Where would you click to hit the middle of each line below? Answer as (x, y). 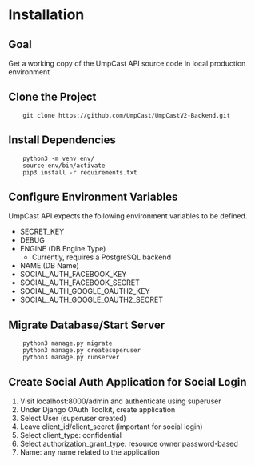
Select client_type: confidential (71, 435)
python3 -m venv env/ (58, 158)
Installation (46, 15)
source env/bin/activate (64, 166)
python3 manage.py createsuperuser (82, 351)
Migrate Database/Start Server (87, 325)
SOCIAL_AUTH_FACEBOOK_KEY (73, 275)
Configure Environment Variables (93, 197)
